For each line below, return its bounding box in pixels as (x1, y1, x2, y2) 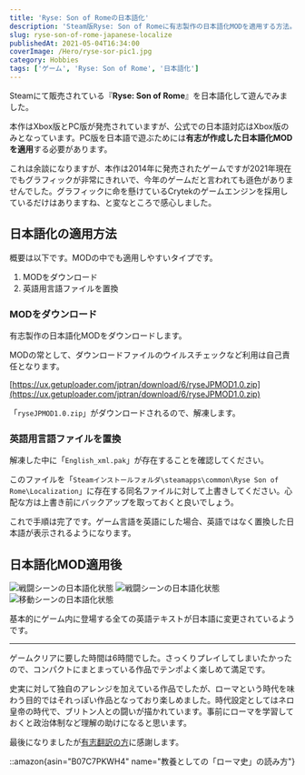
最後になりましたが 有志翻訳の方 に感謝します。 (9, 737, 184, 748)
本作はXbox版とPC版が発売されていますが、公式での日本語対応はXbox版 (9, 120, 281, 132)
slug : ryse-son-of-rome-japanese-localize (9, 30, 172, 39)
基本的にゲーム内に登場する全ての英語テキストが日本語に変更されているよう (9, 613, 295, 624)
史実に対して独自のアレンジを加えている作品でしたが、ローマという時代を (9, 683, 288, 694)
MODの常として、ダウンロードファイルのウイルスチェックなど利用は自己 (9, 349, 283, 360)
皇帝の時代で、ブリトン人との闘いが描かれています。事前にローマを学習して (9, 706, 295, 717)
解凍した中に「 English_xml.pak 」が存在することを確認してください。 (9, 455, 270, 466)
